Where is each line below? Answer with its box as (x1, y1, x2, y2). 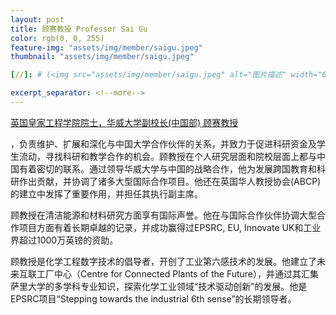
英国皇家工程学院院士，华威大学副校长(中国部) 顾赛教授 (10, 116, 239, 128)
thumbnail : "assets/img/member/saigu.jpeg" (10, 52, 195, 62)
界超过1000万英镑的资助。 (10, 234, 119, 246)
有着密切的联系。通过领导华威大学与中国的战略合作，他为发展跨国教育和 (18, 162, 317, 175)
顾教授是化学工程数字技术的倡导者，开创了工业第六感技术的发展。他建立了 (10, 255, 317, 267)
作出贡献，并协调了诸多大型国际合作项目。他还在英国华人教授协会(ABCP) (18, 175, 322, 187)
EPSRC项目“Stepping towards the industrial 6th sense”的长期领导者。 (10, 292, 297, 305)
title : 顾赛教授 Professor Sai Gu (10, 24, 148, 34)
